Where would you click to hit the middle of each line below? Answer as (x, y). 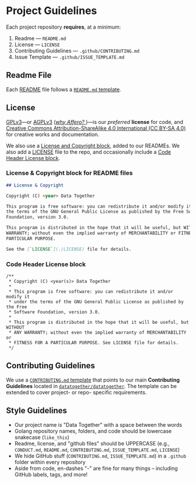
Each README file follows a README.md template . (64, 89)
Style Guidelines (36, 411)
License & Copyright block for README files (69, 173)
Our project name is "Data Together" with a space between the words (98, 424)
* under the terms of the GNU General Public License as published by (96, 302)
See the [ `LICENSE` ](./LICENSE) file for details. (69, 249)
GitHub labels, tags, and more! (51, 474)
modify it (18, 297)
